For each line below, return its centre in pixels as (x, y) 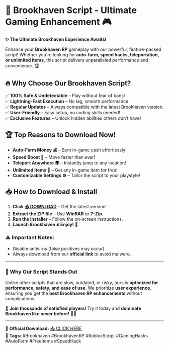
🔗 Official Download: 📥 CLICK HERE (44, 328)
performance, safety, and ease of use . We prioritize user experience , (78, 288)
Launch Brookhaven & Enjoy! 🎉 (45, 225)
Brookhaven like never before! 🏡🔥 (41, 313)
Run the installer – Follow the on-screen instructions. (68, 219)
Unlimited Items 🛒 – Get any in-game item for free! (65, 170)
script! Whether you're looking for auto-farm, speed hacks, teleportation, (82, 54)
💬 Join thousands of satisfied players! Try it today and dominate (73, 308)
